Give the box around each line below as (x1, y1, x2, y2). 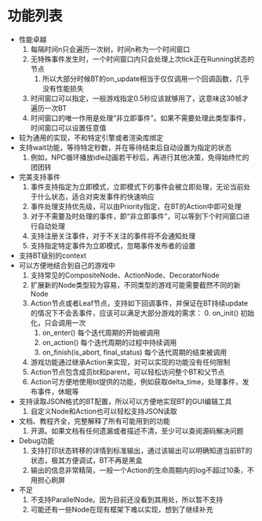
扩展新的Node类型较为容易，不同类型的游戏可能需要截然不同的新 (30, 280, 241, 289)
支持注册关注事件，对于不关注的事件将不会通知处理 (30, 231, 196, 240)
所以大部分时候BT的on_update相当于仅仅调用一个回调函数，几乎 (42, 74, 250, 83)
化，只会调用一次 (30, 317, 86, 327)
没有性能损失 (42, 83, 84, 93)
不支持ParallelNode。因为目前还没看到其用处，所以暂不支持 (30, 494, 224, 504)
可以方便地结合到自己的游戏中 (18, 260, 115, 270)
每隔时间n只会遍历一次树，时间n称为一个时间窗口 (30, 44, 191, 53)
